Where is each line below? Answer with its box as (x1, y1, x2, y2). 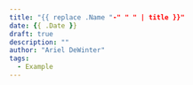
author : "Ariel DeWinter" (9, 46, 105, 55)
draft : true (9, 29, 53, 38)
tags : (9, 54, 29, 63)
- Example (17, 63, 53, 72)
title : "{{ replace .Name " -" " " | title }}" (9, 12, 185, 22)
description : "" (9, 37, 69, 47)
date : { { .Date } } (9, 21, 77, 30)
